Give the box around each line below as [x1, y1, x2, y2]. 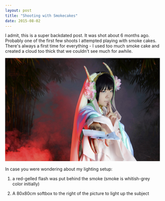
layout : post [5, 8, 32, 13]
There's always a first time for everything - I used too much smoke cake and [5, 43, 160, 49]
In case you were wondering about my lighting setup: [5, 166, 113, 172]
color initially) [12, 181, 40, 187]
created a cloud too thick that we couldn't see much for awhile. [5, 48, 133, 54]
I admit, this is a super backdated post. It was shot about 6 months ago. [5, 33, 150, 39]
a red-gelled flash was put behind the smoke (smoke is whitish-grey [12, 175, 150, 181]
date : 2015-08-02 [5, 18, 41, 23]
